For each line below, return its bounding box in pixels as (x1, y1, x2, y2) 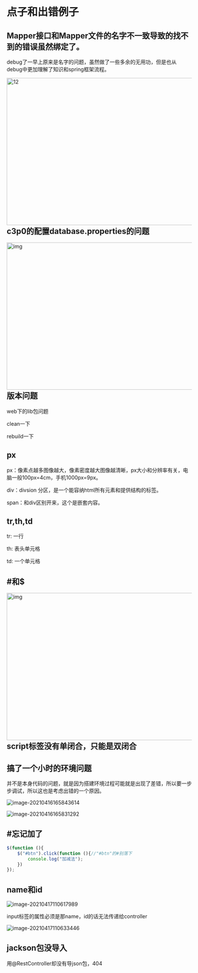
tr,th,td (6, 517, 33, 527)
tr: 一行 (6, 532, 24, 540)
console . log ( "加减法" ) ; (28, 856, 83, 862)
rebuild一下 (6, 432, 34, 439)
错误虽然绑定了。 (22, 42, 84, 52)
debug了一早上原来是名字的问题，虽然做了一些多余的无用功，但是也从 (6, 58, 177, 65)
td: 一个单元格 (6, 558, 41, 565)
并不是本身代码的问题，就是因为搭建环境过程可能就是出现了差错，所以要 (6, 780, 182, 787)
